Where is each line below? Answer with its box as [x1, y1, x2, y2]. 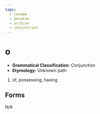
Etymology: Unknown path [12, 68, 67, 74]
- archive [9, 20, 29, 26]
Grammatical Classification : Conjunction [12, 62, 96, 68]
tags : [5, 7, 16, 12]
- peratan [9, 16, 29, 21]
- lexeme [9, 12, 27, 17]
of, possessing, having [12, 77, 58, 83]
